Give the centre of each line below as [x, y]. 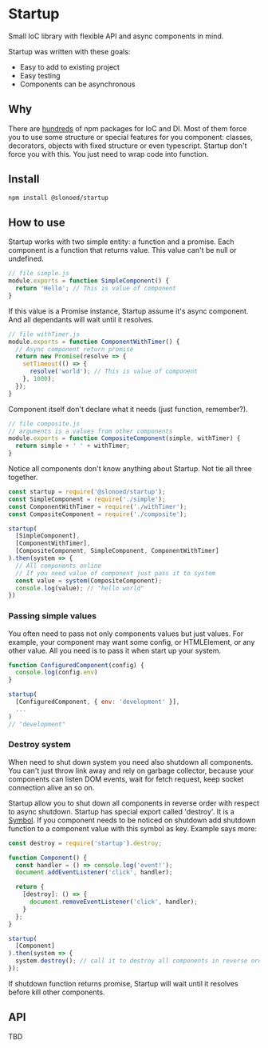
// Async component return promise [75, 349]
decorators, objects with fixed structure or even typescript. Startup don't [128, 146]
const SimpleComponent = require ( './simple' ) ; [87, 499]
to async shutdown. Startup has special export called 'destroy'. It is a [122, 811]
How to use [37, 222]
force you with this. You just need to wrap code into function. [108, 154]
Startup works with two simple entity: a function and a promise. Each [121, 242]
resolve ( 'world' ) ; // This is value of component [113, 372]
